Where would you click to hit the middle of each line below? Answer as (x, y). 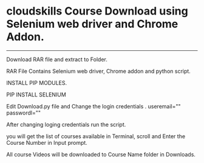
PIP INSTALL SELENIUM (36, 95)
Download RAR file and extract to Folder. (57, 59)
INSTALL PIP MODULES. (37, 82)
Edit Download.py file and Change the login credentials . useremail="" (93, 106)
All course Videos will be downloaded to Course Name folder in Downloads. (101, 154)
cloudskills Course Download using (97, 11)
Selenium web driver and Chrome (92, 24)
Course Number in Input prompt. (47, 142)
